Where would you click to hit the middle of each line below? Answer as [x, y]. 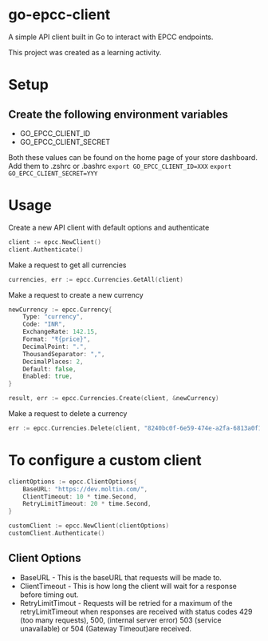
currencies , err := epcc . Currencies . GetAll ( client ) [96, 279]
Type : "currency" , [53, 317]
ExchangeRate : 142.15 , [60, 332]
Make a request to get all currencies [67, 265]
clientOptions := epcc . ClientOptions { [73, 482]
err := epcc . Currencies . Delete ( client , [75, 428]
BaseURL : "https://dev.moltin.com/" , [85, 489]
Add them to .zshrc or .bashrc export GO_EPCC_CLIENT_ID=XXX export [120, 166]
